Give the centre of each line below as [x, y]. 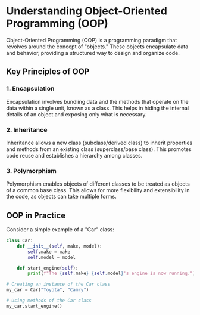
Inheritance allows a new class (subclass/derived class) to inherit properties [99, 143]
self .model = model [52, 257]
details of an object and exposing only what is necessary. [76, 114]
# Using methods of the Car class [49, 301]
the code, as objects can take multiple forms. [62, 197]
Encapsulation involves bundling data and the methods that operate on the [97, 101]
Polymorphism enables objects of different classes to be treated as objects [98, 184]
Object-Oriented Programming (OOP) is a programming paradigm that [92, 40]
